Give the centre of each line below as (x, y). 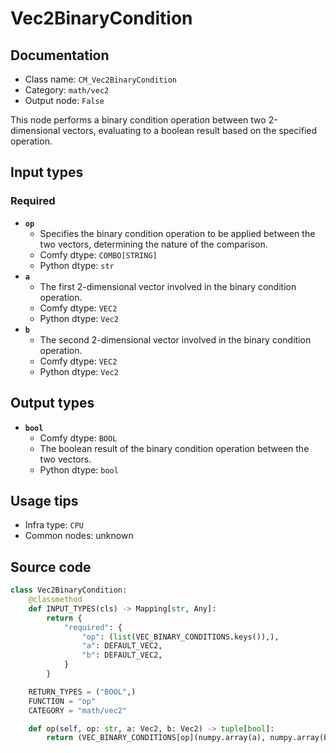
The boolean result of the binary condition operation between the (174, 448)
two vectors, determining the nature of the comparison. (153, 244)
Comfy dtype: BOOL (78, 438)
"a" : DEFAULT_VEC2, (122, 646)
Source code (51, 567)
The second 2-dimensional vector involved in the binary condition (175, 339)
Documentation (60, 55)
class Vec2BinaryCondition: (69, 590)
